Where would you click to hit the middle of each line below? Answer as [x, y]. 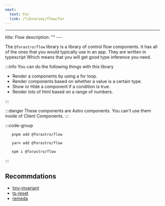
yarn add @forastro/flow [37, 143]
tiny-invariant [26, 188]
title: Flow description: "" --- [34, 37]
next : [11, 10]
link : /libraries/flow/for [37, 19]
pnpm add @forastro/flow [37, 135]
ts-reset [20, 193]
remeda [20, 199]
